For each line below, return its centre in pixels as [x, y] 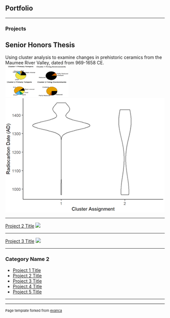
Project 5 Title [27, 292]
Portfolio [19, 8]
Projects [16, 28]
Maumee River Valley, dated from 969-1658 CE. [55, 62]
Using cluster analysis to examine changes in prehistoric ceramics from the [84, 57]
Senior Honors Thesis [40, 45]
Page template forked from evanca [34, 310]
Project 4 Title [27, 286]
